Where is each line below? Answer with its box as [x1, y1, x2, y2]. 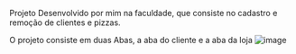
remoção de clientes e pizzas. [9, 17, 121, 28]
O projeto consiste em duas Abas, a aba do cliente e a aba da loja [9, 35, 253, 45]
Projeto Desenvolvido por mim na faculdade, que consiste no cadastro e [9, 8, 278, 18]
